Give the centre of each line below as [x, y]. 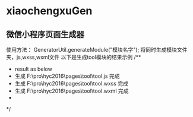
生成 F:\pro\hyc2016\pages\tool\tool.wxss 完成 [72, 83]
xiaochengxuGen [49, 11]
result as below [33, 69]
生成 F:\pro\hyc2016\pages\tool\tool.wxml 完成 [72, 91]
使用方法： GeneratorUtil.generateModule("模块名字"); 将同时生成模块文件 [97, 50]
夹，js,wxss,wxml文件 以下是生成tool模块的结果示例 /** [74, 57]
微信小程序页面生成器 [45, 34]
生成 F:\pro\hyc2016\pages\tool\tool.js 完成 [67, 76]
